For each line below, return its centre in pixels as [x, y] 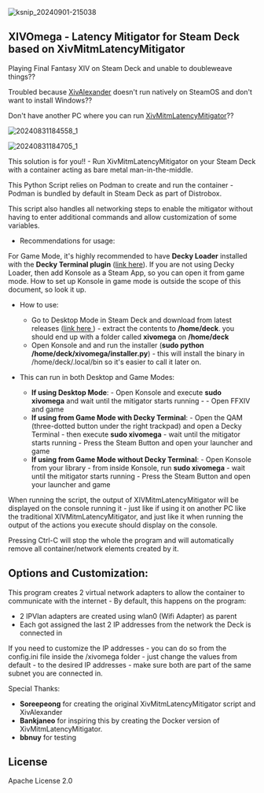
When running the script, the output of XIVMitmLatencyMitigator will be [124, 500]
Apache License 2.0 [40, 781]
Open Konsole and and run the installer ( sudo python [117, 345]
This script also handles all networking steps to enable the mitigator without [130, 208]
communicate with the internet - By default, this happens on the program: [127, 601]
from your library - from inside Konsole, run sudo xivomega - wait [138, 467]
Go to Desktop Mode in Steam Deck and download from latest [131, 320]
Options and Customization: [79, 573]
